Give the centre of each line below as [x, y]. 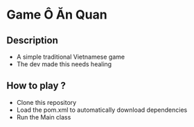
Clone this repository [46, 102]
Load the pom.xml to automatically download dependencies [102, 110]
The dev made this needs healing [64, 64]
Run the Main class [44, 117]
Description [32, 40]
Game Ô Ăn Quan [57, 15]
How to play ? [36, 86]
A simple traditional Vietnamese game [71, 57]
